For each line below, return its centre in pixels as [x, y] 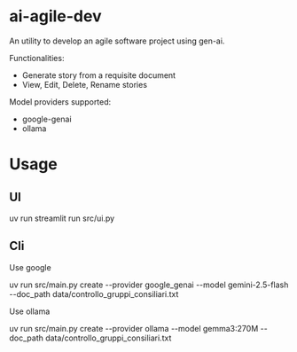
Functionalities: [37, 58]
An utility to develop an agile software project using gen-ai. [117, 41]
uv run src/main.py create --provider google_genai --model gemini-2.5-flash [149, 285]
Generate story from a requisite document [98, 75]
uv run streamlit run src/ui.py [62, 218]
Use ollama [30, 311]
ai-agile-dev [55, 16]
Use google [30, 267]
